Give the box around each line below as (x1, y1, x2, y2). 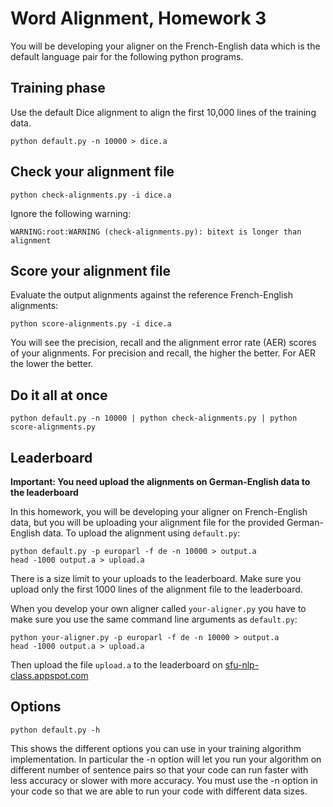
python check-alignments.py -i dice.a (10, 190, 172, 200)
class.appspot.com (10, 670, 89, 681)
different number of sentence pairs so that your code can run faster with (10, 763, 309, 776)
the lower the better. (10, 358, 94, 370)
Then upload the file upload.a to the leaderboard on (10, 659, 223, 671)
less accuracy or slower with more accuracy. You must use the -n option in (10, 774, 318, 786)
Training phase (10, 80, 106, 97)
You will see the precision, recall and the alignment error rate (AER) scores (10, 337, 317, 349)
